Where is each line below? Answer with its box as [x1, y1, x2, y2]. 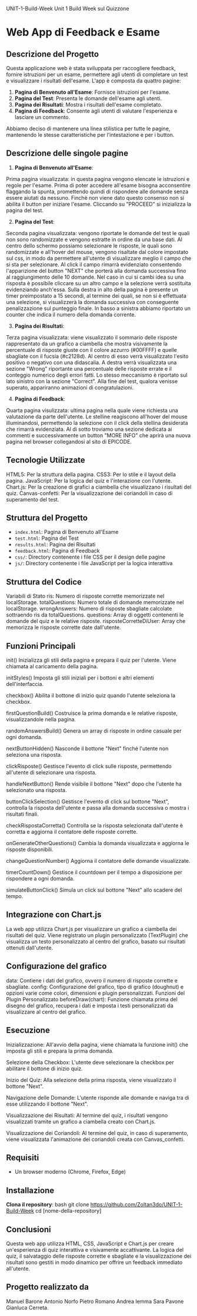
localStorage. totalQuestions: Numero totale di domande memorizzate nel [6, 599, 184, 606]
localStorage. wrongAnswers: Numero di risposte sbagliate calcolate [6, 605, 172, 612]
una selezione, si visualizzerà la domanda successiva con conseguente [6, 298, 179, 305]
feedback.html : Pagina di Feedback [14, 547, 100, 555]
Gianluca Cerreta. [6, 1304, 49, 1311]
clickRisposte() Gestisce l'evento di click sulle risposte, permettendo [6, 763, 172, 770]
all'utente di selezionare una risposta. [6, 769, 97, 776]
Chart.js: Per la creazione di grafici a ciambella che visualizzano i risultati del [6, 483, 192, 490]
